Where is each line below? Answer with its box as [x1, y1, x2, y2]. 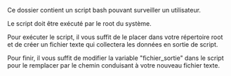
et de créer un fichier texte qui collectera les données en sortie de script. [7, 40, 218, 48]
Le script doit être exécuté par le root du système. [7, 20, 152, 27]
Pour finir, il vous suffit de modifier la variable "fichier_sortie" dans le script [7, 54, 224, 62]
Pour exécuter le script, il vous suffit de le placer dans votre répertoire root [7, 33, 223, 41]
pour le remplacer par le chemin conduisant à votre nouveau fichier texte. [7, 61, 220, 69]
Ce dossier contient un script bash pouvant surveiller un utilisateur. [7, 6, 202, 14]
